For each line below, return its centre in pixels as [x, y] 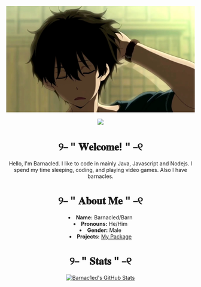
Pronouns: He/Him [104, 224]
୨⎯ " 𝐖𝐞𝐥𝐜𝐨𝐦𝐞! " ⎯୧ [100, 146]
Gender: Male [104, 230]
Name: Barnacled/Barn [104, 217]
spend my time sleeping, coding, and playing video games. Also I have [100, 170]
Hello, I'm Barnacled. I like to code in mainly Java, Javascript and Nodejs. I [100, 164]
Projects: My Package [104, 237]
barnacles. [100, 176]
